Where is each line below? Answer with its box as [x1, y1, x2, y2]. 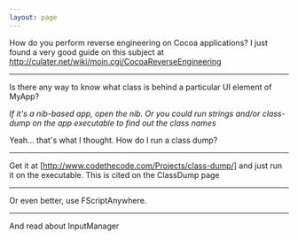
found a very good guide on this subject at [9, 46, 164, 58]
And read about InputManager [9, 221, 120, 231]
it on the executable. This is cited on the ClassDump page [9, 169, 220, 180]
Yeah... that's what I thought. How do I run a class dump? [9, 135, 218, 145]
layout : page [9, 12, 58, 22]
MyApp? [9, 90, 40, 102]
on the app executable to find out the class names [32, 117, 216, 128]
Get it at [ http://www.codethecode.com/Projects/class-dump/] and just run [9, 160, 283, 171]
